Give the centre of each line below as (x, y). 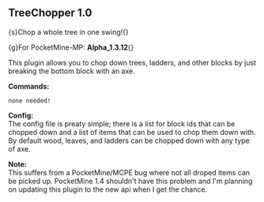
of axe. (19, 148)
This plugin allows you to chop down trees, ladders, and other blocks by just (132, 62)
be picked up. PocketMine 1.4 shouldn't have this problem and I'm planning (130, 181)
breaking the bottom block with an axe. (72, 71)
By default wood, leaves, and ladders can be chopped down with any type (129, 140)
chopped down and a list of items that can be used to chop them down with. (132, 132)
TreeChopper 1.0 (50, 13)
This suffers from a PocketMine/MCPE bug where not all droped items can (129, 172)
